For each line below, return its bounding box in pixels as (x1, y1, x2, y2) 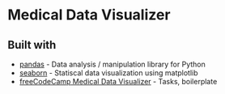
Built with (7, 38, 57, 52)
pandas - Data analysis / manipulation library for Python (19, 59, 206, 69)
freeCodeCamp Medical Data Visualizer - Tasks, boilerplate (19, 77, 218, 86)
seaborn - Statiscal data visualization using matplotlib (19, 68, 199, 78)
